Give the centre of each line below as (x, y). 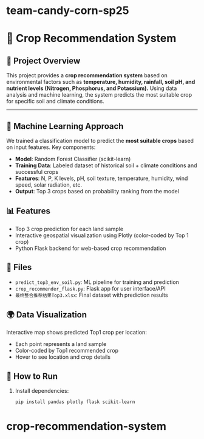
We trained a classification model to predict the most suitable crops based (100, 141)
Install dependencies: (42, 391)
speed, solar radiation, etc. (49, 185)
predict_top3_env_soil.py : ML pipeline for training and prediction (97, 282)
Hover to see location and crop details (63, 357)
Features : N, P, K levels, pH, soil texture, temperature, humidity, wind (101, 178)
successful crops (37, 172)
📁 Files (19, 267)
